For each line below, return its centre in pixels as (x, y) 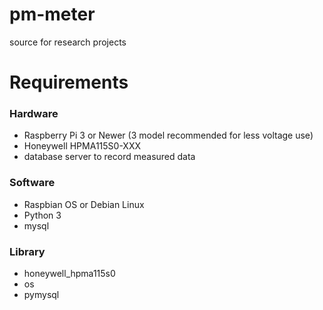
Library (27, 251)
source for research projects (68, 42)
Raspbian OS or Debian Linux (84, 204)
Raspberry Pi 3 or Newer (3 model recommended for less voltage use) (168, 135)
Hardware (34, 114)
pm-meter (52, 14)
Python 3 (42, 215)
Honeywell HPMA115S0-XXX (82, 146)
